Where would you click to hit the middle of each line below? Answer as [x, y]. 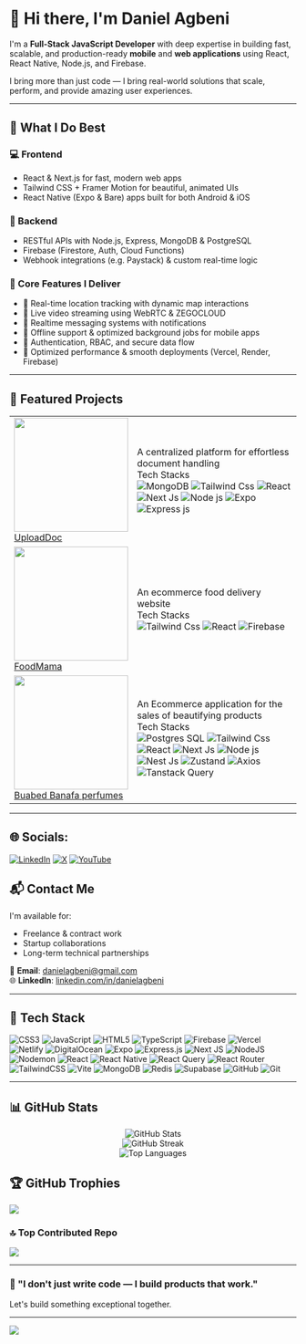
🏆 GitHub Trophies [65, 1183]
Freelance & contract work [72, 933]
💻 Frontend [36, 154]
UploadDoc [38, 537]
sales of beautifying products [199, 715]
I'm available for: [41, 915]
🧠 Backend [33, 221]
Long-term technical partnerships [86, 953]
